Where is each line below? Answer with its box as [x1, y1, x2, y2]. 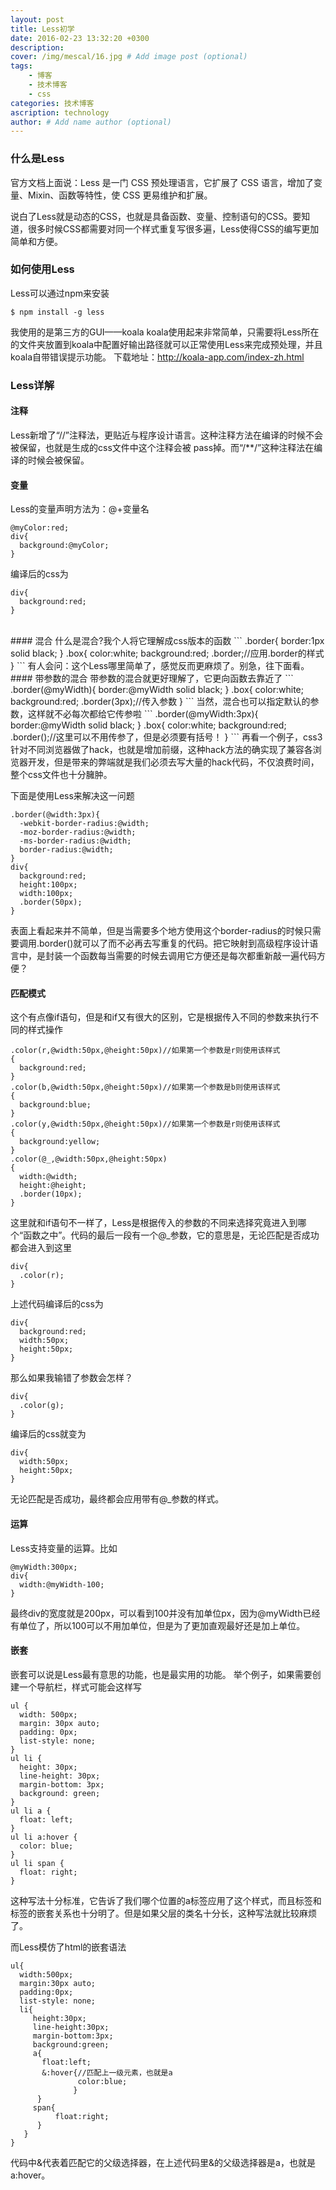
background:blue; [19, 1100, 92, 1110]
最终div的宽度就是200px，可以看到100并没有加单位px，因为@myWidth [10, 1607, 303, 1619]
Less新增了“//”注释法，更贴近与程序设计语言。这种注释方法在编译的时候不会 [10, 429, 323, 441]
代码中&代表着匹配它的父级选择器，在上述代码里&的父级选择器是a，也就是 [10, 2156, 316, 2168]
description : [10, 42, 65, 53]
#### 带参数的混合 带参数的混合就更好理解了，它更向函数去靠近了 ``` [10, 672, 294, 685]
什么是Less [10, 152, 65, 166]
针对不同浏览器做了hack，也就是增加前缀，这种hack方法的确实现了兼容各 [10, 744, 313, 756]
